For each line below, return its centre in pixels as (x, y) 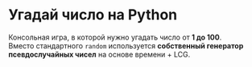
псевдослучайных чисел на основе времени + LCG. (99, 54)
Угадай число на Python (93, 15)
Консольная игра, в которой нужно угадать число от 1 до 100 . (115, 37)
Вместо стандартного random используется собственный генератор (126, 45)
